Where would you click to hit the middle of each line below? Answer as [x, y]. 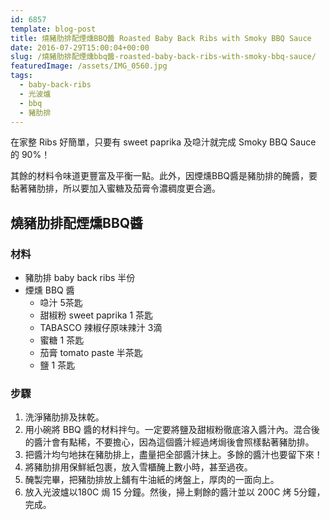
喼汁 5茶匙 [61, 303]
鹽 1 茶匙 [57, 365]
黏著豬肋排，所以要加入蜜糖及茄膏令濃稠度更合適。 [115, 188]
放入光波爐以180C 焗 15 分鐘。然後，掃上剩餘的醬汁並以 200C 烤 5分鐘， [175, 492]
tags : [21, 76]
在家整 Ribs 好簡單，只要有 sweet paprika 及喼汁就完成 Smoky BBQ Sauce [163, 142]
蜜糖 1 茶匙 [62, 340]
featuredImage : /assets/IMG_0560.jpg [89, 66]
